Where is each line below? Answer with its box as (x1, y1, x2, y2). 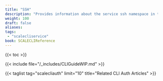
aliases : (5, 25, 23, 30)
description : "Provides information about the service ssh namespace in (5, 12, 155, 16)
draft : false (5, 20, 32, 26)
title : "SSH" (5, 7, 32, 12)
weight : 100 (5, 16, 29, 21)
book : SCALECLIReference (5, 39, 55, 43)
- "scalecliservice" (7, 34, 49, 39)
